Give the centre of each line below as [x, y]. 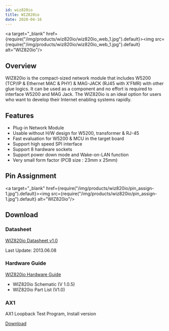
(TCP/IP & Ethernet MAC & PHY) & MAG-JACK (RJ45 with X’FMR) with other [84, 84]
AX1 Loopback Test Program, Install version [51, 314]
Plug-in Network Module [38, 128]
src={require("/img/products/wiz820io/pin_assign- [104, 194]
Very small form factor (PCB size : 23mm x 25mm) [65, 160]
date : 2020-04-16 [24, 19]
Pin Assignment [31, 176]
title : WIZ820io [22, 15]
